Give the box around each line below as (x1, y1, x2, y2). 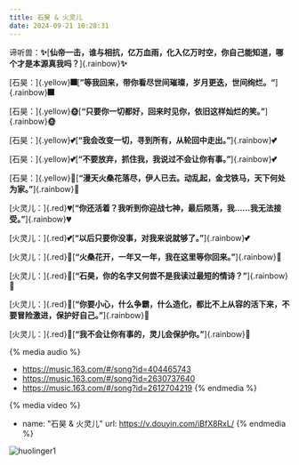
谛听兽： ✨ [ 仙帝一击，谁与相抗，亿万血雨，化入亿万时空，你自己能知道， (9, 46, 276, 58)
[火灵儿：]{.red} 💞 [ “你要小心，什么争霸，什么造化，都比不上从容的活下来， (9, 299, 282, 309)
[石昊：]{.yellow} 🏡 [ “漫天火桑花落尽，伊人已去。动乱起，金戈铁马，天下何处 (9, 172, 287, 183)
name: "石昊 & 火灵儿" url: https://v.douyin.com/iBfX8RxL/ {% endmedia (21, 418, 287, 429)
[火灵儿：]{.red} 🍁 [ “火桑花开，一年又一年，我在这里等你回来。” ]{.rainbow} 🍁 (9, 251, 282, 262)
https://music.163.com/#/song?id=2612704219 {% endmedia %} (21, 382, 258, 393)
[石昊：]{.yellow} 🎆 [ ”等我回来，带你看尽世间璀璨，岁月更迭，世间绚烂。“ (9, 76, 276, 87)
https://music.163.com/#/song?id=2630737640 (21, 373, 196, 383)
